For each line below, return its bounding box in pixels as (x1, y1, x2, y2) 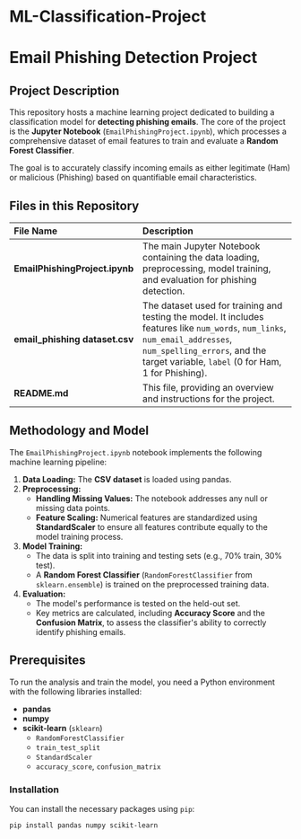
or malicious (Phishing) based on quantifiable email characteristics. (9, 172, 257, 183)
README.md (13, 387, 69, 399)
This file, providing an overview (142, 382, 275, 393)
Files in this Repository (9, 198, 140, 213)
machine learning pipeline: (9, 456, 107, 467)
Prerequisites (9, 653, 86, 668)
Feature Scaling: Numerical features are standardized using (35, 512, 258, 523)
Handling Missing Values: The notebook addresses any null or (35, 492, 269, 504)
